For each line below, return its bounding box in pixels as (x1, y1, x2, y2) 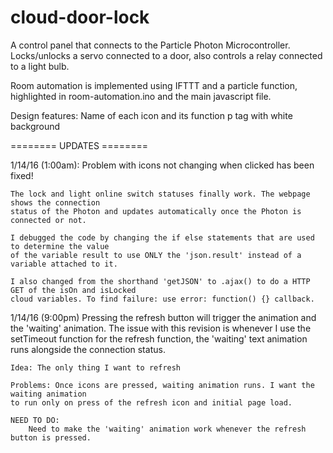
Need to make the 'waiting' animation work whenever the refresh (28, 424, 307, 434)
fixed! (10, 169, 34, 181)
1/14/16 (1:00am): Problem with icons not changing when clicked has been (10, 159, 315, 171)
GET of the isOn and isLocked (10, 285, 137, 295)
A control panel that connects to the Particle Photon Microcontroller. (10, 39, 291, 51)
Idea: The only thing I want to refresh (10, 362, 182, 373)
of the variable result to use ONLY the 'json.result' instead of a (10, 250, 302, 260)
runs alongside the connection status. (10, 343, 166, 355)
